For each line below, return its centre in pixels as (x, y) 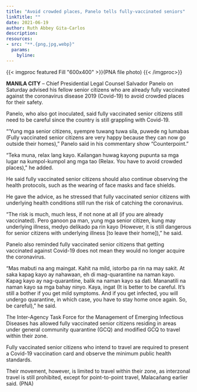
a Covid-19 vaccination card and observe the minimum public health (89, 353)
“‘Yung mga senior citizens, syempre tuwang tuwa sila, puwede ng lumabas (98, 131)
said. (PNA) (20, 383)
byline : (26, 55)
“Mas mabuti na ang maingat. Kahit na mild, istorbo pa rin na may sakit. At (96, 268)
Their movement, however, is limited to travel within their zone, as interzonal (98, 371)
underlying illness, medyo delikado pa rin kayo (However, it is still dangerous (99, 226)
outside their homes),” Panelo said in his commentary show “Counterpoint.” (98, 143)
